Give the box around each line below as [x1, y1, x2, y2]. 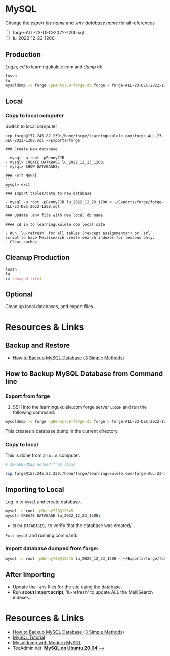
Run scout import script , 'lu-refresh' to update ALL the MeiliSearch [12, 589, 153, 595]
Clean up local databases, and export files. [5, 303, 95, 310]
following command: [12, 409, 56, 415]
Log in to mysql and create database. [5, 499, 82, 505]
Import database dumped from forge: [5, 545, 99, 552]
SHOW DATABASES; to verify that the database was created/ [12, 522, 132, 529]
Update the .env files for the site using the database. [12, 584, 122, 590]
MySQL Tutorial [12, 634, 46, 640]
